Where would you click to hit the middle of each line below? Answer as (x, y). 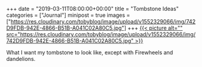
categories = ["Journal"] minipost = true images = (68, 15)
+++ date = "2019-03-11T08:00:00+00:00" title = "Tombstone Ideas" (93, 9)
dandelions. (21, 59)
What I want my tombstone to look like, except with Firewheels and (90, 53)
